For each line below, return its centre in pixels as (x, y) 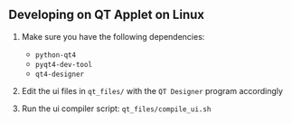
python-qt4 (56, 55)
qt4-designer (60, 74)
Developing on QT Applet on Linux (107, 15)
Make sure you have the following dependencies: (113, 36)
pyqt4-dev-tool (63, 64)
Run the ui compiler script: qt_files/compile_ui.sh (116, 109)
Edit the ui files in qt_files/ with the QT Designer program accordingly (152, 90)
